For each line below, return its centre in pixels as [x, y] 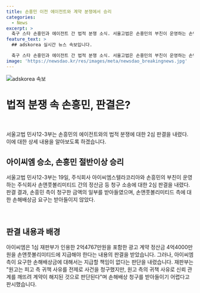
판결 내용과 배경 [33, 231]
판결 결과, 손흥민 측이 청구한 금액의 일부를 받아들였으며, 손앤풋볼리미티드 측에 [96, 192]
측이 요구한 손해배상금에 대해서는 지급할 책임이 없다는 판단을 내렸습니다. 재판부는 [100, 262]
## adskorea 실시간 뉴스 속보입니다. [52, 45]
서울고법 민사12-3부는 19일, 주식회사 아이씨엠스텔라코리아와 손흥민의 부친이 [94, 177]
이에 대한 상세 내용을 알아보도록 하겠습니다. [56, 141]
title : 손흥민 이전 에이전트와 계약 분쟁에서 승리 [59, 12]
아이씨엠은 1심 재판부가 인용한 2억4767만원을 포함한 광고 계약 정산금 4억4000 [97, 247]
